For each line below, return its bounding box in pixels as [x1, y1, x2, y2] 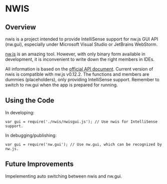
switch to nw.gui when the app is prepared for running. [5, 82, 118, 88]
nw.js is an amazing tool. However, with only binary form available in [5, 51, 146, 57]
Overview [5, 23, 36, 31]
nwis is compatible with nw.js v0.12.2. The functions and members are [5, 71, 149, 77]
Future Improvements [5, 160, 74, 169]
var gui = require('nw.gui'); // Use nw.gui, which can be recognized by [5, 142, 162, 147]
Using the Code [5, 96, 54, 105]
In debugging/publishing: [5, 132, 57, 138]
